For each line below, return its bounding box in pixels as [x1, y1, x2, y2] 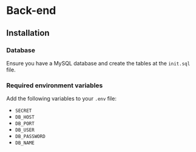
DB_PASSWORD [15, 134, 46, 140]
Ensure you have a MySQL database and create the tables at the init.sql [6, 59, 191, 67]
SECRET [15, 108, 32, 114]
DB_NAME [15, 140, 35, 146]
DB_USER [15, 127, 35, 133]
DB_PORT [15, 121, 35, 127]
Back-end [6, 4, 56, 18]
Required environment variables [6, 81, 103, 90]
